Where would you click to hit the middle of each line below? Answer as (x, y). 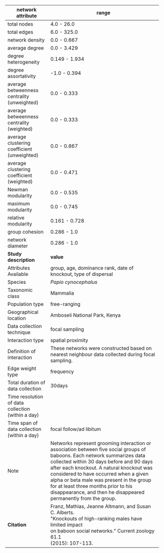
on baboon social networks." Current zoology (102, 531)
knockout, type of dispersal (82, 274)
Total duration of (26, 383)
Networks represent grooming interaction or (101, 443)
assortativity (22, 76)
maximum (19, 204)
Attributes (19, 268)
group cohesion (26, 232)
